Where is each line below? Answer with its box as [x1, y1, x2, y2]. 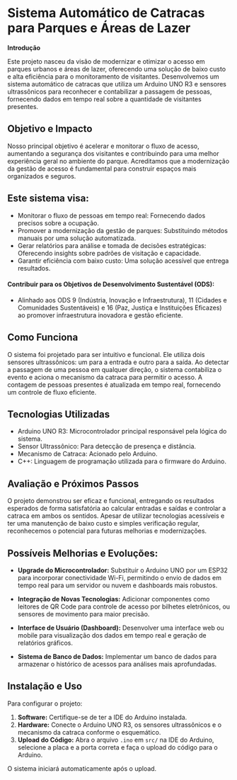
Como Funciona [7, 332, 79, 344]
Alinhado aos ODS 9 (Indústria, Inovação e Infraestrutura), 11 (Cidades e [17, 295, 228, 304]
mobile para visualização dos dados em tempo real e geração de [17, 631, 207, 640]
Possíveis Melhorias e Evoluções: [7, 547, 158, 559]
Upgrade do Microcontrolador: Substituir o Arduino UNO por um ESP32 [17, 566, 229, 575]
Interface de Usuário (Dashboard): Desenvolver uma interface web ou [17, 623, 224, 632]
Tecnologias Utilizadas [7, 408, 110, 420]
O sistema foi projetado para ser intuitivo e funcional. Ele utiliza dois [7, 350, 205, 358]
